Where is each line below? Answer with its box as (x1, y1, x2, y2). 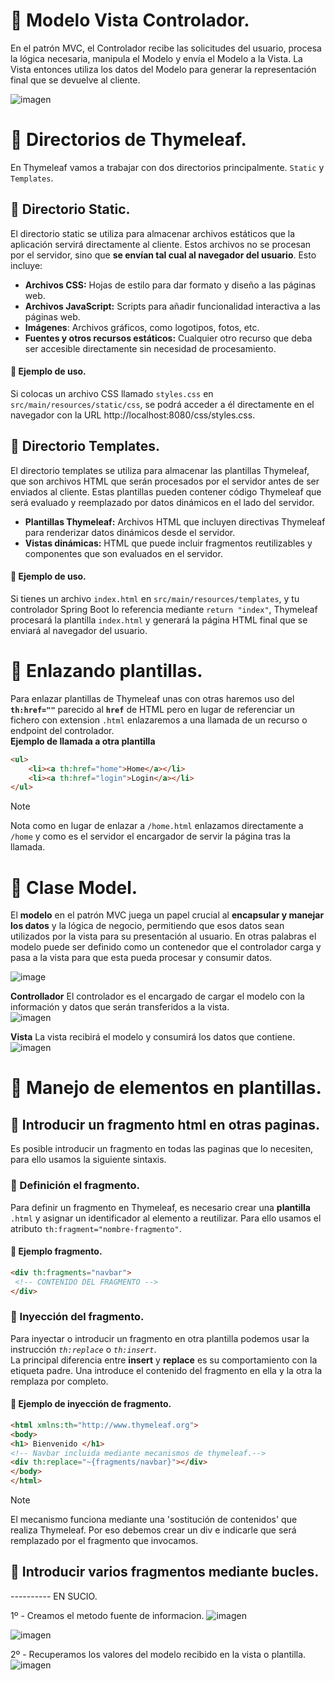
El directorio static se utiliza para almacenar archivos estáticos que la (10, 227, 296, 239)
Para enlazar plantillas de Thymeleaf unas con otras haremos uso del (10, 692, 295, 704)
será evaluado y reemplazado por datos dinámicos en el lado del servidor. (10, 496, 315, 508)
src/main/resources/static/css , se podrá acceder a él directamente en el (10, 398, 315, 410)
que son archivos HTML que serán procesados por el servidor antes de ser (10, 475, 320, 487)
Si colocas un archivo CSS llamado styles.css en (10, 387, 214, 399)
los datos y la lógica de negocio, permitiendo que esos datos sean (10, 920, 285, 932)
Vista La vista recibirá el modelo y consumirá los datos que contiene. (10, 1031, 296, 1043)
